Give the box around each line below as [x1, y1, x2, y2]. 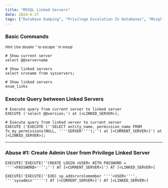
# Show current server [5, 53, 52, 58]
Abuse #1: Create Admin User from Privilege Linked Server [5, 149, 150, 156]
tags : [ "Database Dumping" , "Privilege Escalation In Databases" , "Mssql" [5, 16, 164, 21]
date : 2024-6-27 [5, 12, 39, 17]
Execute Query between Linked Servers [5, 95, 104, 102]
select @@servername [5, 57, 48, 62]
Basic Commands [5, 33, 49, 40]
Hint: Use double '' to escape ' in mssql [5, 44, 72, 49]
